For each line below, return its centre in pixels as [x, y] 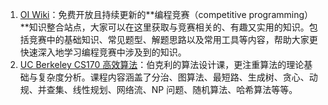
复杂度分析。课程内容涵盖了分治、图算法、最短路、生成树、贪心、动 [177, 77]
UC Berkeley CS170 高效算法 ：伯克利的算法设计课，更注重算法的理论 [162, 64]
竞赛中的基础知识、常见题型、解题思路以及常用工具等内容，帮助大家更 [173, 39]
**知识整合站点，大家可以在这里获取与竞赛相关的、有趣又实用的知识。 [164, 27]
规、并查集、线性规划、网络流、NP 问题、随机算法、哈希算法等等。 [158, 89]
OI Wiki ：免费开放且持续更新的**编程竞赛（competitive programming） [166, 14]
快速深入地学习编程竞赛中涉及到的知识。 [103, 52]
